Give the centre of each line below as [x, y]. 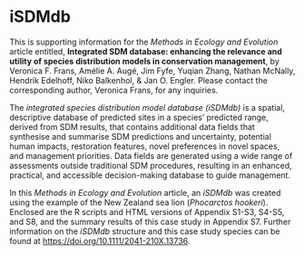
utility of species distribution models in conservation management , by [144, 61]
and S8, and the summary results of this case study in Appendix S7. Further [150, 221]
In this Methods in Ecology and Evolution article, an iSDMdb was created [145, 192]
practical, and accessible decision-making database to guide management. [150, 175]
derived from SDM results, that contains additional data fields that [132, 127]
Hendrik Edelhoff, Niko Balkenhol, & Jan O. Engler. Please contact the [138, 80]
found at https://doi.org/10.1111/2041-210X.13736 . [100, 240]
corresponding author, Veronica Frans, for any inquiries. [114, 90]
